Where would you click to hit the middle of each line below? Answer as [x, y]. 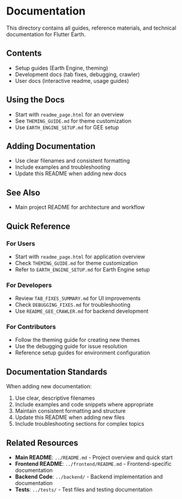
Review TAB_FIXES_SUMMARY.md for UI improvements [78, 298]
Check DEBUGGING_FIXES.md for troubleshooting [73, 305]
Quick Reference [38, 226]
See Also [23, 193]
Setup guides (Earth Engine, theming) [61, 68]
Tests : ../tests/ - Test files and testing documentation [83, 490]
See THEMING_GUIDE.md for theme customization [73, 121]
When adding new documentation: [49, 386]
